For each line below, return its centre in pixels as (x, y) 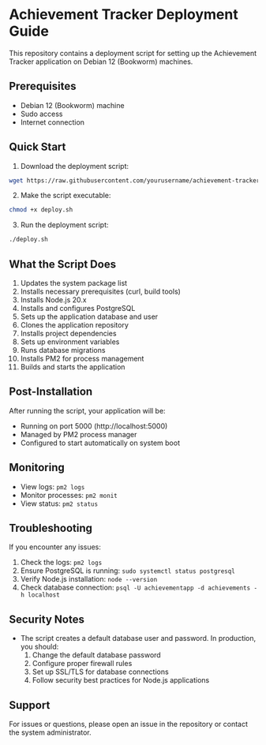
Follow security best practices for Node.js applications (121, 680)
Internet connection (52, 122)
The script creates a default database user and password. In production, (138, 638)
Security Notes (47, 619)
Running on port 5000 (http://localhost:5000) (94, 426)
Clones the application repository (75, 325)
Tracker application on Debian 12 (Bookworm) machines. (101, 62)
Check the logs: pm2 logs (61, 563)
